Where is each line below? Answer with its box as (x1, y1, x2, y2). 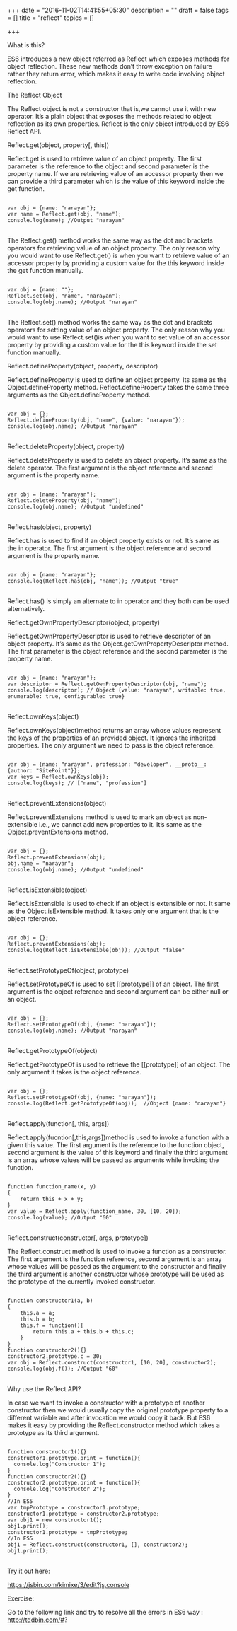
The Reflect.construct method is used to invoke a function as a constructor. (7, 1248, 227, 1255)
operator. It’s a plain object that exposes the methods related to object (7, 112, 212, 120)
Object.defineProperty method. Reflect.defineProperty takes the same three (7, 383, 229, 391)
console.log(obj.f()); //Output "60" (7, 1365, 119, 1372)
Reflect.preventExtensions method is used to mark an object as (7, 813, 192, 821)
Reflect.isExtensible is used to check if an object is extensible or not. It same (7, 900, 231, 907)
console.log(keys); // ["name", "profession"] (7, 779, 147, 787)
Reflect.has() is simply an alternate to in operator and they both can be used (7, 597, 229, 605)
